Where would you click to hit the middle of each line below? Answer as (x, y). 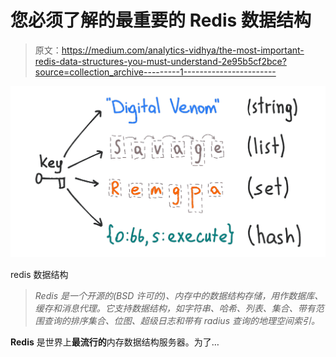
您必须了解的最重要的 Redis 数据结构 (161, 20)
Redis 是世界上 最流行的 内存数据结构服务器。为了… (115, 342)
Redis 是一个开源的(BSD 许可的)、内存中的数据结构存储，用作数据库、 (179, 296)
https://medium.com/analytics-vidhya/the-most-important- (183, 50)
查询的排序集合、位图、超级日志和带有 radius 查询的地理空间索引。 (181, 321)
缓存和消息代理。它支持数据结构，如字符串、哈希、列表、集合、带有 (175, 308)
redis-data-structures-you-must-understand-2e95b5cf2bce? (160, 61)
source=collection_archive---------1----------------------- (155, 72)
